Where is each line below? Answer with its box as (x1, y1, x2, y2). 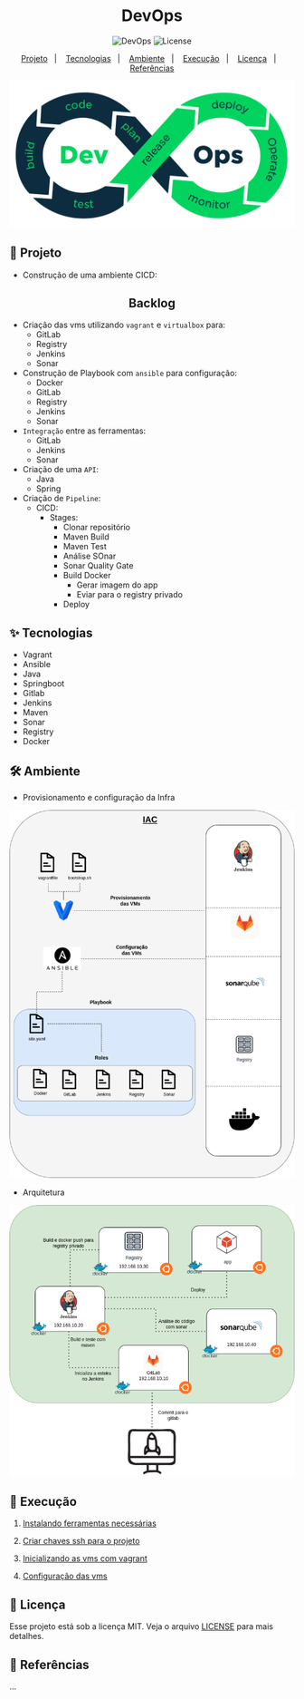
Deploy (62, 599, 90, 610)
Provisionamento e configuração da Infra (22, 792, 176, 803)
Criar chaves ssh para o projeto (22, 1536, 140, 1547)
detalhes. (9, 1631, 44, 1642)
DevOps (120, 5, 184, 26)
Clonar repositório (62, 522, 131, 533)
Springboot (22, 678, 65, 689)
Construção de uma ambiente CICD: (22, 269, 157, 280)
